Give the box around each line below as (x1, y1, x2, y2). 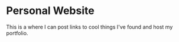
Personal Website (6, 4, 95, 17)
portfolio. (6, 29, 28, 36)
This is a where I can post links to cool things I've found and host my (6, 23, 173, 30)
